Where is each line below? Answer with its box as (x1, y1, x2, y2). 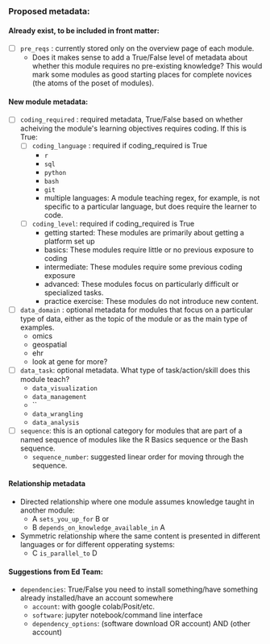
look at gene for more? (31, 356, 108, 366)
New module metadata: (8, 97, 89, 106)
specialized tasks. (44, 288, 104, 297)
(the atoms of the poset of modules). (31, 78, 155, 88)
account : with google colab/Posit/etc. (31, 602, 156, 612)
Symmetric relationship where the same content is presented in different (19, 530, 260, 541)
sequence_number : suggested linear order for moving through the (31, 451, 244, 461)
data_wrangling (31, 409, 83, 418)
